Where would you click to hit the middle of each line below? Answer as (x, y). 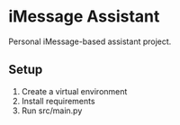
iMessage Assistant (84, 17)
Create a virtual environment (74, 91)
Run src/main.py (52, 111)
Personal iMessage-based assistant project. (90, 41)
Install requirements (58, 101)
